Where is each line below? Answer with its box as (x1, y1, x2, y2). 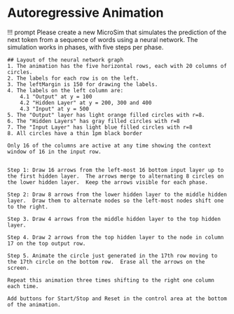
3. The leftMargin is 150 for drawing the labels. (7, 80, 158, 88)
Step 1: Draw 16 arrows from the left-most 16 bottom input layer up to (7, 166, 224, 173)
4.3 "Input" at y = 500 (20, 105, 90, 113)
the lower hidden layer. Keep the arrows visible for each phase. (7, 178, 209, 186)
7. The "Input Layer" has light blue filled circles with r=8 (7, 124, 193, 131)
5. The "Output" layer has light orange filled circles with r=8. (7, 111, 205, 118)
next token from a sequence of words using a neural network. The (7, 35, 198, 43)
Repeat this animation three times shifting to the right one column (7, 276, 215, 284)
